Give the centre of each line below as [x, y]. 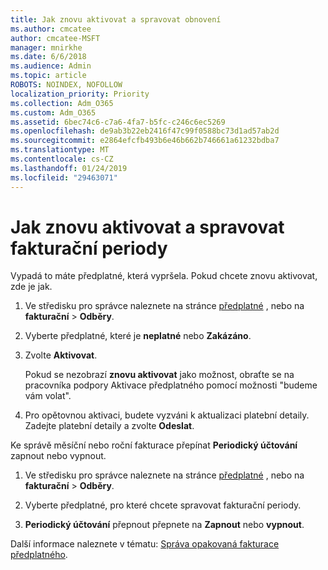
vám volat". [48, 396]
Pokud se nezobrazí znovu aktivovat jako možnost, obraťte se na [159, 375]
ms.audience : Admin [51, 66]
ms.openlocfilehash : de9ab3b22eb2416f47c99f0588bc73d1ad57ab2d [145, 131]
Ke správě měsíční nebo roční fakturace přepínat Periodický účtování [154, 445]
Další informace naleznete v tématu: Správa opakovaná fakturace [145, 544]
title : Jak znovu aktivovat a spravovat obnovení [116, 19]
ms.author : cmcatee [51, 29]
